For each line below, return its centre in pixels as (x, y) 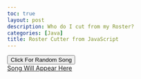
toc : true (21, 14)
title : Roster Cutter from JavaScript (63, 39)
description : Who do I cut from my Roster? (71, 26)
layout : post (26, 20)
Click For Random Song (41, 60)
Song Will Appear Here (40, 68)
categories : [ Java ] (35, 33)
